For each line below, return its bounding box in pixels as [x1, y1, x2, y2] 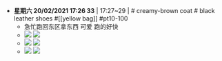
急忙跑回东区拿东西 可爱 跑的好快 [23, 23, 119, 30]
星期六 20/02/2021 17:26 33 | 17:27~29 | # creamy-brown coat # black [13, 7, 215, 14]
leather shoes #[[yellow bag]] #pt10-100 [13, 14, 128, 23]
